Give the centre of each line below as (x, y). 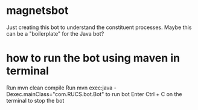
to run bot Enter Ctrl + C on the (144, 94)
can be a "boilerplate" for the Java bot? (55, 33)
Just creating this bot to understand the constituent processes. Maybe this (99, 27)
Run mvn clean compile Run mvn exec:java (59, 88)
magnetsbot (37, 11)
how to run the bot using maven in (93, 58)
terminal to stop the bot (35, 100)
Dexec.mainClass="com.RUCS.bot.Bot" (55, 94)
